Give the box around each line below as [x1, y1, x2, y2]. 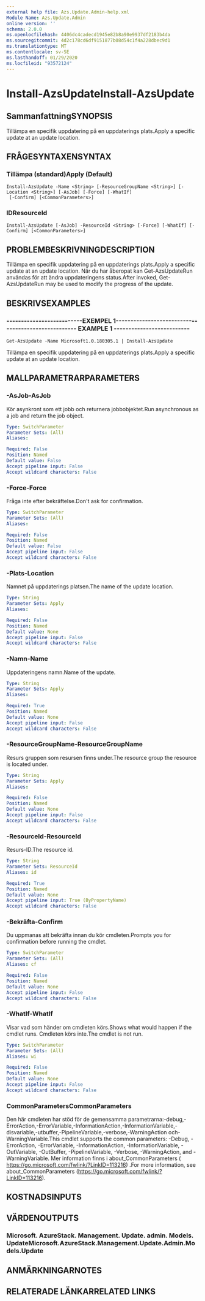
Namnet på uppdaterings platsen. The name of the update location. [6, 583, 174, 590]
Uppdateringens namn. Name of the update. [6, 669, 116, 676]
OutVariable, [6, 1148, 38, 1156]
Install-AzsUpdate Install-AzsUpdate [6, 86, 195, 101]
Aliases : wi [6, 1053, 37, 1060]
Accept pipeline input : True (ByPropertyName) [6, 897, 127, 904]
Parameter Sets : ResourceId [6, 863, 78, 870]
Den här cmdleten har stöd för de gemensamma [6, 1116, 127, 1123]
